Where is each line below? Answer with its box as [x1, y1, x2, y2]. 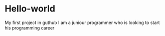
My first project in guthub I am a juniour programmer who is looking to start [5, 19, 160, 25]
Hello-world [5, 3, 56, 14]
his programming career [5, 24, 55, 30]
